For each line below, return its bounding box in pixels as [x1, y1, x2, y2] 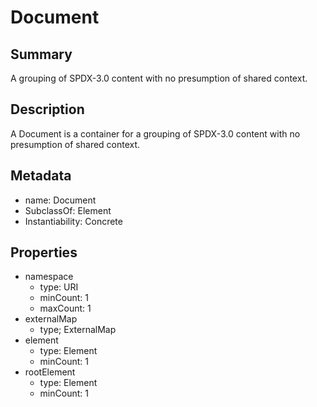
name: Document [24, 194, 97, 206]
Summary [10, 46, 73, 63]
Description [10, 101, 85, 118]
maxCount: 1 [39, 302, 92, 315]
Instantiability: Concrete [24, 215, 123, 227]
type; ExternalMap [39, 324, 117, 336]
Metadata [10, 167, 72, 185]
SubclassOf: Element [24, 204, 112, 216]
